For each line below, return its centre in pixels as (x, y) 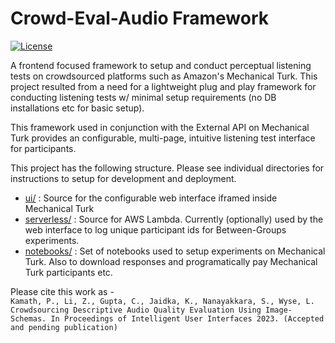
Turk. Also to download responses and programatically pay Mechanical (171, 261)
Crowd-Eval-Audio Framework (139, 18)
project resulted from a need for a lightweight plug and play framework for (163, 86)
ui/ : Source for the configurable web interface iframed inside (151, 198)
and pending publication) (64, 327)
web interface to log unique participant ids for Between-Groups (155, 229)
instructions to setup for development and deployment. (123, 178)
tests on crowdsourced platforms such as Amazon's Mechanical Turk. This (164, 76)
